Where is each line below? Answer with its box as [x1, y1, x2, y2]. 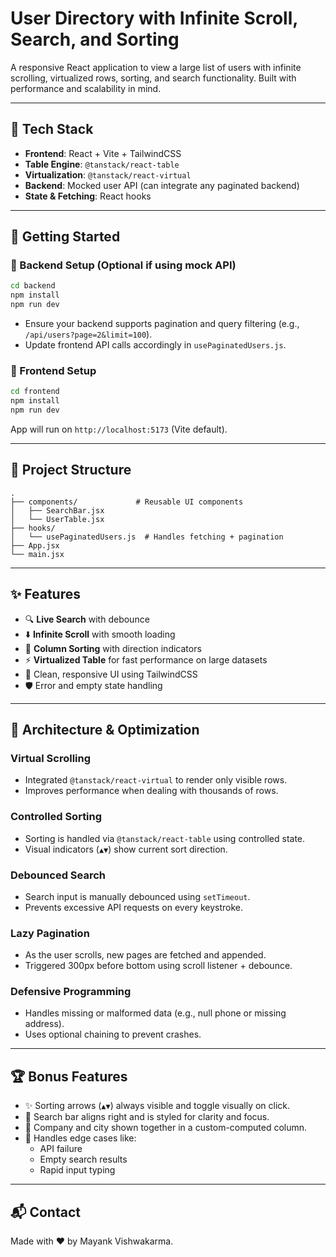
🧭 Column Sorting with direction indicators [24, 642, 202, 654]
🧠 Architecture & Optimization [10, 722, 200, 738]
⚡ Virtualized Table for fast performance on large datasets [24, 653, 268, 666]
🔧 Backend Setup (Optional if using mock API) [10, 258, 237, 272]
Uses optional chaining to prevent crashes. [24, 1028, 202, 1041]
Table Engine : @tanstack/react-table [24, 158, 180, 170]
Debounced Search [10, 868, 107, 882]
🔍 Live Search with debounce [24, 613, 150, 625]
